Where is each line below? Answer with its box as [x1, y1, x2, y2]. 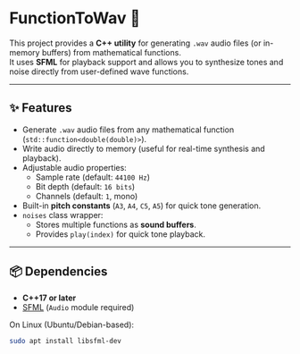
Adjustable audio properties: [21, 162, 127, 173]
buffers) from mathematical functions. [41, 46, 181, 57]
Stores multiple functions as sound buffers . [35, 219, 196, 230]
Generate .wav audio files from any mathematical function [21, 124, 235, 135]
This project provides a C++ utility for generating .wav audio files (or [9, 38, 262, 48]
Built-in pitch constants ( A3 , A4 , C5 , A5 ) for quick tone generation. [21, 200, 262, 211]
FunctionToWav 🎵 [9, 8, 141, 29]
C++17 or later [21, 292, 77, 303]
